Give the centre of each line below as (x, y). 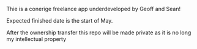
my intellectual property (36, 39)
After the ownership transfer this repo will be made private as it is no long (99, 32)
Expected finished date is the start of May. (60, 21)
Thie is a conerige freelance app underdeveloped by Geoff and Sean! (94, 9)
